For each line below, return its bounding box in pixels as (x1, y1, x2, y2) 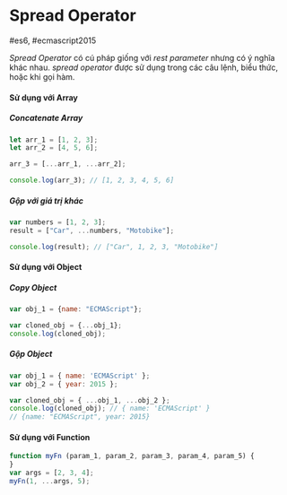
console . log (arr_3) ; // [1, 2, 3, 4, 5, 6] (9, 176, 175, 185)
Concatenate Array (9, 113, 83, 124)
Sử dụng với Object (9, 262, 83, 273)
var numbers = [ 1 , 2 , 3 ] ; (9, 217, 106, 227)
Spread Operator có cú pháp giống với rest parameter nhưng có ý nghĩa (9, 52, 275, 63)
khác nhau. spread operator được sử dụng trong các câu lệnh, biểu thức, (9, 62, 278, 73)
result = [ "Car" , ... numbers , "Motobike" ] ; (9, 226, 175, 235)
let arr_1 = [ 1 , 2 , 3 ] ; (9, 135, 99, 144)
